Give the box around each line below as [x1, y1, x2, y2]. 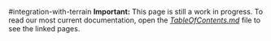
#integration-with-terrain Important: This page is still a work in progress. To [8, 7, 263, 16]
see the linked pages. [8, 24, 81, 33]
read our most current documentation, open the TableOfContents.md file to [8, 15, 261, 25]
